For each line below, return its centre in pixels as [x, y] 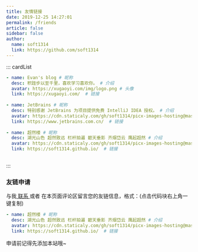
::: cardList [19, 67]
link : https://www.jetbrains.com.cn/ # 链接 [67, 122]
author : [16, 39]
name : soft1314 [30, 45]
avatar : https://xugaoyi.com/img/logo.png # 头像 [72, 89]
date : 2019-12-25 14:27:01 [39, 17]
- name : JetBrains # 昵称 [37, 105]
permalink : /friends [32, 22]
